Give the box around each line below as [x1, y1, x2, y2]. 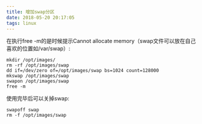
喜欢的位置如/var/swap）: [6, 45, 71, 52]
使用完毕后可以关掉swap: [6, 95, 70, 102]
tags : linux [6, 20, 37, 26]
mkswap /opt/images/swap [6, 73, 69, 79]
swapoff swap [6, 107, 40, 113]
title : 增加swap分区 [6, 8, 55, 15]
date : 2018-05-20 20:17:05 [6, 15, 75, 21]
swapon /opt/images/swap [6, 78, 69, 85]
